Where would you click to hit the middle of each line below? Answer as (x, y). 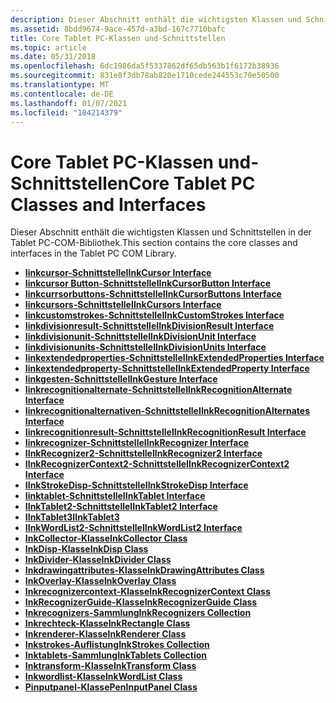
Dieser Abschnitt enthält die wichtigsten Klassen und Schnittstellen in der (161, 232)
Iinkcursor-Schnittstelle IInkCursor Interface (118, 273)
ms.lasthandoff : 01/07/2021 (69, 103)
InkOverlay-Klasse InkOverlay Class (100, 581)
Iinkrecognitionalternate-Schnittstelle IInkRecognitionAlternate (158, 390)
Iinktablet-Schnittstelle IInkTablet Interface (115, 496)
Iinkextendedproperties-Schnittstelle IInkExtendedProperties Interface (174, 358)
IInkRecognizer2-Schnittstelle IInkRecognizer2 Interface (143, 453)
